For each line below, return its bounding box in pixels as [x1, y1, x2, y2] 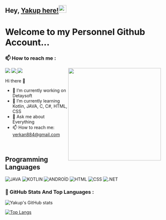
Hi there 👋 [5, 77, 26, 84]
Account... [5, 37, 50, 48]
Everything [12, 119, 35, 125]
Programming [5, 155, 48, 164]
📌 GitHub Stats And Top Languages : [5, 188, 94, 195]
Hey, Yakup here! [5, 6, 59, 15]
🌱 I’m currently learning [12, 98, 60, 104]
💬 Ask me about [12, 113, 45, 119]
